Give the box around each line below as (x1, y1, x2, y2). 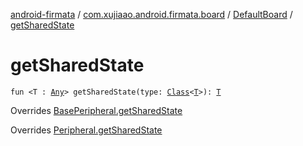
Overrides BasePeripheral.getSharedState (10, 104, 183, 116)
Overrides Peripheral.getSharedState (10, 124, 163, 136)
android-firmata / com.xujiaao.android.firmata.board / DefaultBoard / (10, 9, 293, 20)
